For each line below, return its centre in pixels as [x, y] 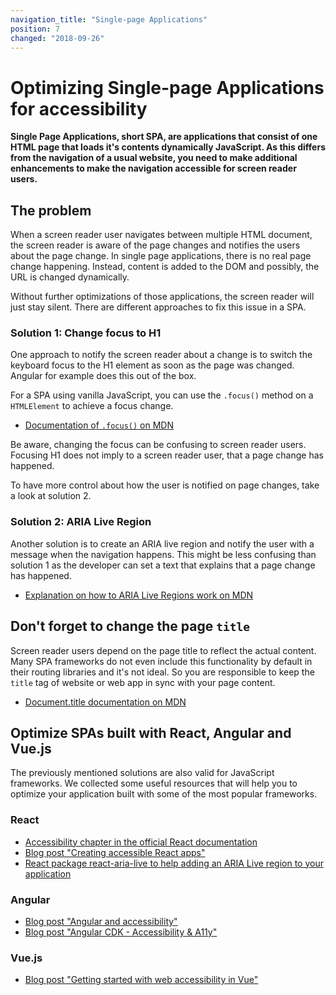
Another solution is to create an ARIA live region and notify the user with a [162, 543]
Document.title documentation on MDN [105, 702]
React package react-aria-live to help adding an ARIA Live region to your [174, 863]
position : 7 [35, 29]
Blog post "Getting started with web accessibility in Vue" [141, 980]
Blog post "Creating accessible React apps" [115, 852]
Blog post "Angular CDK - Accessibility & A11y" [121, 932]
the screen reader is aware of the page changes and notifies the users [155, 245]
